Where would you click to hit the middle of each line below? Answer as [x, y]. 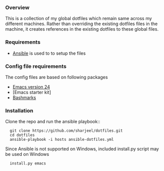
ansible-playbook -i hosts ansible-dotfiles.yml [62, 140]
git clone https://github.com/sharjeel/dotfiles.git [66, 131]
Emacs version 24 [31, 87]
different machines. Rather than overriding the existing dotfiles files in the [81, 24]
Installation [19, 111]
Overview [17, 8]
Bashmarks [24, 98]
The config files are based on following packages [57, 77]
